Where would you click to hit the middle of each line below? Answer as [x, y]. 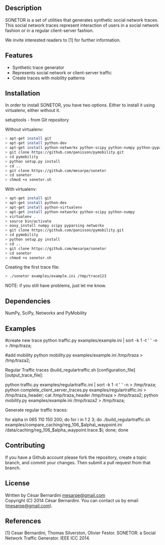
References [23, 521]
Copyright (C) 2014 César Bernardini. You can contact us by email [72, 500]
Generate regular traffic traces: [36, 410]
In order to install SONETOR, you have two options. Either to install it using [80, 105]
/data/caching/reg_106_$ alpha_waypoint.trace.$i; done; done [67, 430]
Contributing [25, 445]
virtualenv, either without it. [33, 110]
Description [23, 8]
